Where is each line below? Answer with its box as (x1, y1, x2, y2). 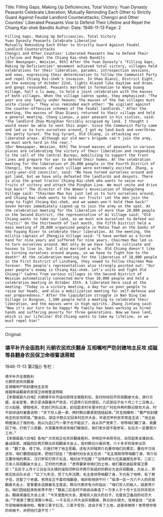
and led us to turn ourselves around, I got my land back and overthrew (5, 128, 155, 132)
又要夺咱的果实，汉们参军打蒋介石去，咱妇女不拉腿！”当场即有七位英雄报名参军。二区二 (5, 457, 155, 462)
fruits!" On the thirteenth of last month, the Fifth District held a (5, 221, 151, 226)
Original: (5, 332, 22, 337)
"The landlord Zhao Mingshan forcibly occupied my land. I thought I (5, 119, 149, 124)
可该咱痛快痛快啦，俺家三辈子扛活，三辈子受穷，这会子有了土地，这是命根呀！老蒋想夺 (5, 503, 153, 508)
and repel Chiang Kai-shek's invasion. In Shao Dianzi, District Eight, (5, 77, 155, 81)
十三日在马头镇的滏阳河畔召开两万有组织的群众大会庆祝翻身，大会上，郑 (32, 467, 155, 472)
